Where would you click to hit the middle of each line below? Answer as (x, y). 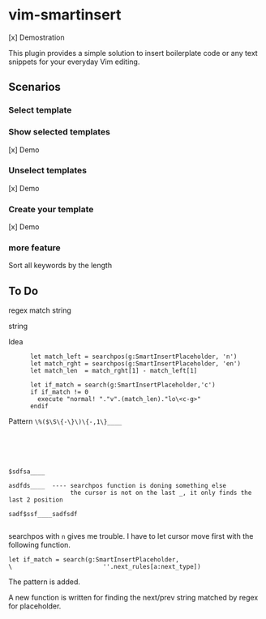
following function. (40, 545)
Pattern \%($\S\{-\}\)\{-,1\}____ (65, 421)
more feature (34, 248)
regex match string (40, 310)
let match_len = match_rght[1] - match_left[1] (114, 371)
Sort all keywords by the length (60, 266)
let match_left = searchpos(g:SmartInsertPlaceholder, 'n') (133, 357)
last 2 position (36, 500)
